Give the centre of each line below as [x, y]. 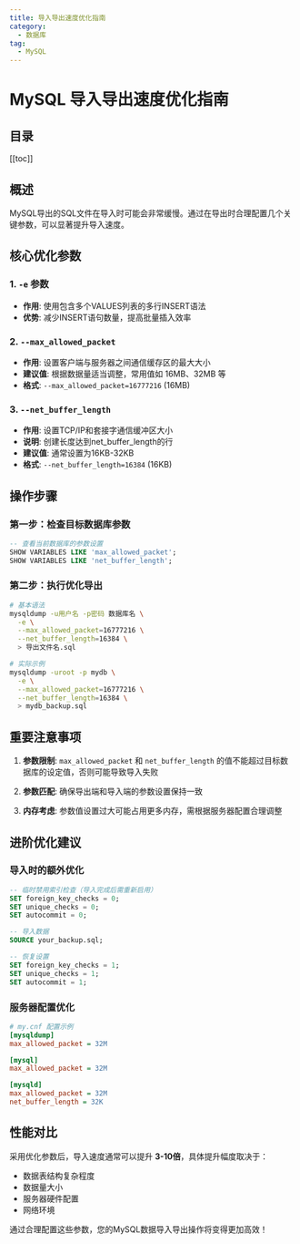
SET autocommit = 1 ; [49, 982]
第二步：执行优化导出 [56, 586]
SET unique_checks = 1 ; [55, 973]
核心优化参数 [45, 256]
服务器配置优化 [42, 1007]
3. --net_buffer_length [60, 409]
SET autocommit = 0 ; [49, 915]
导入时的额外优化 [47, 870]
